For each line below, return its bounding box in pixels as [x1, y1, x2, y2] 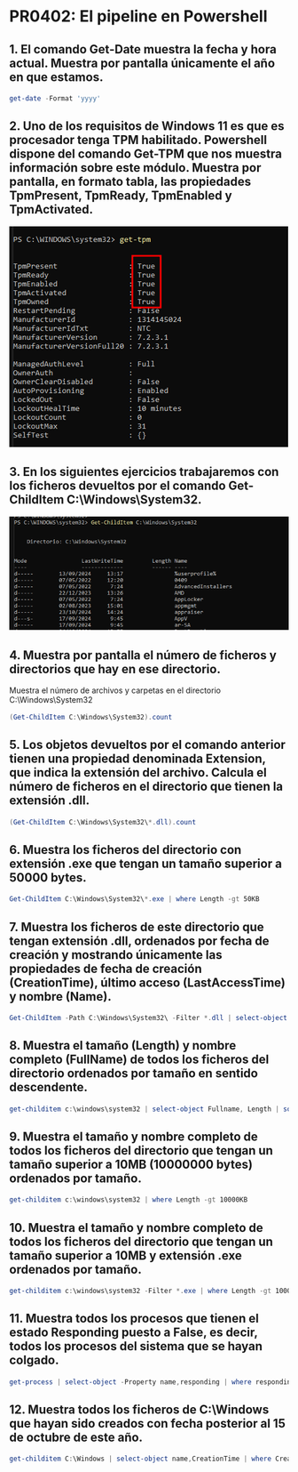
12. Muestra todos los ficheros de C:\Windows [9, 1403, 270, 1418]
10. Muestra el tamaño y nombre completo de [9, 1220, 263, 1235]
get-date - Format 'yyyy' [9, 94, 101, 103]
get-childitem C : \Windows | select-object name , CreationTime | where [9, 1454, 272, 1464]
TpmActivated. [9, 202, 93, 217]
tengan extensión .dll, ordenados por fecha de [9, 933, 270, 948]
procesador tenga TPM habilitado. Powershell [9, 133, 268, 148]
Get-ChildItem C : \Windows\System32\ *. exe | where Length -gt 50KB [9, 895, 260, 904]
